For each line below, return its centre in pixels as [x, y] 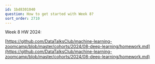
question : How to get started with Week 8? [49, 14]
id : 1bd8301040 [20, 9]
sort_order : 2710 [22, 18]
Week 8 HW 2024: [23, 32]
